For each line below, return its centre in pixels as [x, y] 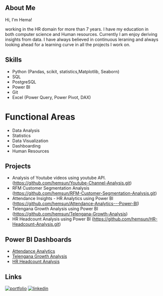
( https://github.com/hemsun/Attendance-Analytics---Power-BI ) [76, 204]
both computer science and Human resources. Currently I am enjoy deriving [81, 34]
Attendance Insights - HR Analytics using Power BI [63, 198]
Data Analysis [26, 130]
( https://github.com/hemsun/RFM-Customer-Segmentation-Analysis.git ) [84, 193]
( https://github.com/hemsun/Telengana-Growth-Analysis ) [70, 214]
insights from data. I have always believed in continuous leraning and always [82, 39]
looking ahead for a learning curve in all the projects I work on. [68, 44]
